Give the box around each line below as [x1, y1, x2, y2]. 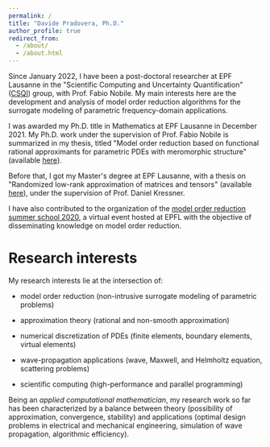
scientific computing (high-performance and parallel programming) [19, 379, 243, 389]
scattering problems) [19, 363, 90, 373]
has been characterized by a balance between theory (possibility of [8, 404, 233, 413]
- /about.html [15, 49, 63, 57]
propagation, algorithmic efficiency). [8, 428, 130, 439]
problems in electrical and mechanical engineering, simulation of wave [8, 420, 243, 430]
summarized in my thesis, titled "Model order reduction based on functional [8, 139, 260, 147]
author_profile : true [8, 27, 81, 35]
